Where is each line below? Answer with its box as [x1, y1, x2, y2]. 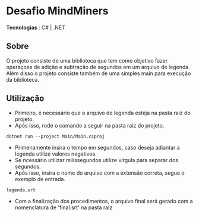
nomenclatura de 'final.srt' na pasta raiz [14, 204, 113, 211]
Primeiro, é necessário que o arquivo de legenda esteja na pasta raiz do [14, 109, 191, 116]
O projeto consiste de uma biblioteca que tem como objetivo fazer [6, 57, 168, 64]
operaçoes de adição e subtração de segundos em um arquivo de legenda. [6, 63, 190, 70]
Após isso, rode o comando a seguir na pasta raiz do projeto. [14, 122, 165, 129]
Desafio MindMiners [6, 4, 109, 18]
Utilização [6, 94, 45, 104]
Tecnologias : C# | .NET [6, 24, 65, 31]
